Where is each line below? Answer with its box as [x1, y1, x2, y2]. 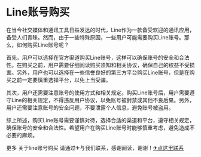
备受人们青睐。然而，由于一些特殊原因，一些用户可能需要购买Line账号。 [6, 33, 184, 41]
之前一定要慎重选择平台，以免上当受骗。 [11, 76, 111, 84]
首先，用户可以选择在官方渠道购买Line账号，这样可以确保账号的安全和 [6, 54, 179, 61]
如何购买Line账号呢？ [16, 41, 69, 48]
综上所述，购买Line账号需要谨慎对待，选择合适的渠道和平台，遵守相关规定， [6, 116, 195, 124]
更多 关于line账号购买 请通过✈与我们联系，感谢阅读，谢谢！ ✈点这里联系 [6, 144, 184, 151]
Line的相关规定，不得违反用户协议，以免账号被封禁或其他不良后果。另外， [11, 96, 195, 103]
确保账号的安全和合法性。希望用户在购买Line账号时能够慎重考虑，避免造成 [6, 124, 190, 131]
